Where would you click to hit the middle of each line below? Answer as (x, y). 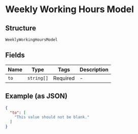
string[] (38, 78)
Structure (21, 28)
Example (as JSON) (36, 96)
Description (94, 70)
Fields (15, 55)
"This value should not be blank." (52, 117)
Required (64, 78)
